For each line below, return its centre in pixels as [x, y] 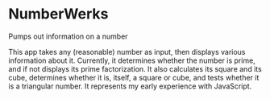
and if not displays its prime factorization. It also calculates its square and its [135, 68]
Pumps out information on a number [68, 36]
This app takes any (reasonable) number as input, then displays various [127, 52]
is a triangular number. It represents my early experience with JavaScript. [130, 86]
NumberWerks [58, 14]
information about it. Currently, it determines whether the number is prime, [132, 60]
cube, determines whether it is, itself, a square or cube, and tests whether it [134, 77]
